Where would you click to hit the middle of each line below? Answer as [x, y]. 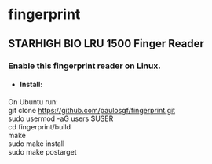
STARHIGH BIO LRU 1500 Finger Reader [106, 44]
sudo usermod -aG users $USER [61, 118]
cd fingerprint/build [40, 126]
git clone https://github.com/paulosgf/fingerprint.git [91, 110]
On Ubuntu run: [33, 102]
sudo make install [37, 144]
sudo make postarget [42, 151]
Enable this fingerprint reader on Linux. [84, 66]
